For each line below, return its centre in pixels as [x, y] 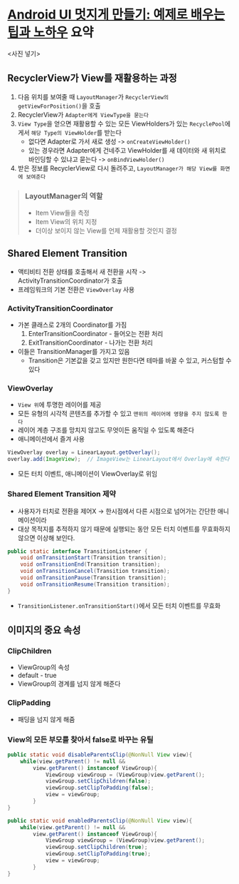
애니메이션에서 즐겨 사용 [51, 439]
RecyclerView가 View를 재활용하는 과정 [92, 78]
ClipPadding [29, 703]
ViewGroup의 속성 [43, 667]
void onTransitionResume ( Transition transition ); [95, 584]
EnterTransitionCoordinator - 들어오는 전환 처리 [96, 334]
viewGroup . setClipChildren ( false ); [98, 781]
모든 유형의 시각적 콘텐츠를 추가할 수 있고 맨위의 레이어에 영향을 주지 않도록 [118, 414]
